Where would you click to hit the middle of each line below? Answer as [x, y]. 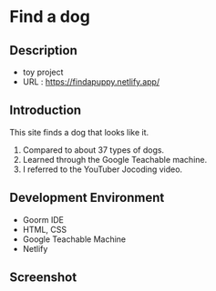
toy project [43, 72]
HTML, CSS [44, 229]
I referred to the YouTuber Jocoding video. [103, 169]
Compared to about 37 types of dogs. [93, 150]
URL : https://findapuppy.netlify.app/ [91, 82]
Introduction [46, 110]
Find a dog [50, 17]
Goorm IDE [43, 219]
